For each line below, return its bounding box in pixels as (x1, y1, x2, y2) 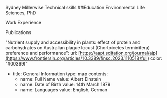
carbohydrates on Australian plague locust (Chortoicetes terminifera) (5, 45, 150, 50)
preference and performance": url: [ (5, 50, 80, 56)
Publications (5, 29, 32, 35)
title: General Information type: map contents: (12, 71, 108, 77)
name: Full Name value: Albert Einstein (20, 76, 101, 82)
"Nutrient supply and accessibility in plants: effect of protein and (5, 39, 141, 45)
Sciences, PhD (5, 10, 36, 16)
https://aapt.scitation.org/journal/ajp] (79, 50, 158, 56)
